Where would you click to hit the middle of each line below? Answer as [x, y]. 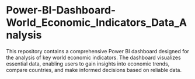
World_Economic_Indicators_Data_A [97, 23]
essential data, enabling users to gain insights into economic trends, [88, 63]
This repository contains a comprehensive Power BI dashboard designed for [98, 51]
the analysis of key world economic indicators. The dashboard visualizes [93, 57]
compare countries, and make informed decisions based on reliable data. [94, 70]
